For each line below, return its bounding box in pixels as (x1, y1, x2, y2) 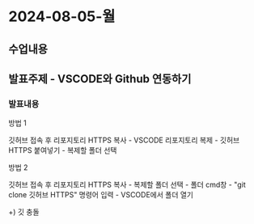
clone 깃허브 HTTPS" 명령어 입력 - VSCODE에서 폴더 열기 (8, 190, 194, 200)
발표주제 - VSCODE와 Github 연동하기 (8, 72, 192, 86)
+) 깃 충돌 (8, 207, 40, 217)
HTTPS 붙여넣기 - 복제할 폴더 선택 (8, 146, 117, 155)
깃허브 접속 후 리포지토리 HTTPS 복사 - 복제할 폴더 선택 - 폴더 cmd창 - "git (8, 180, 246, 190)
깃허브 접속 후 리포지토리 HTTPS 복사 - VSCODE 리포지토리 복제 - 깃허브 (8, 135, 240, 146)
